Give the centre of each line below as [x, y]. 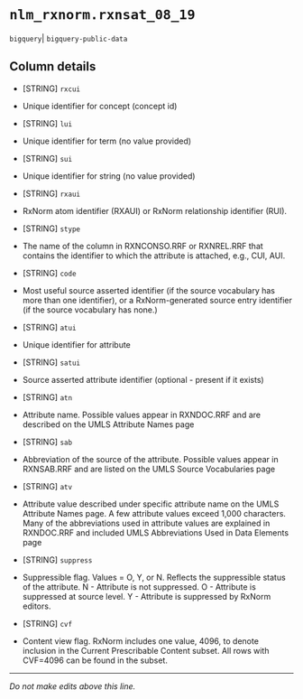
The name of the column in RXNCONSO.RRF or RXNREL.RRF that [142, 246]
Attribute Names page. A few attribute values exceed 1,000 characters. [154, 513]
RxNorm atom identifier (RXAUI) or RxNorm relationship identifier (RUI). [154, 210]
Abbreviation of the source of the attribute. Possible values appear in [150, 459]
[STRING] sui [47, 158]
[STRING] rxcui [51, 89]
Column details [53, 66]
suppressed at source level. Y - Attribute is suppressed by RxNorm [147, 596]
